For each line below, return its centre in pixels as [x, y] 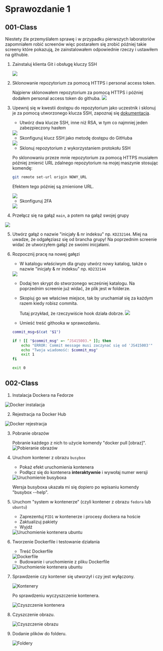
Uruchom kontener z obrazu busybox [49, 457]
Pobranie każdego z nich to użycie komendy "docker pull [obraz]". [79, 443]
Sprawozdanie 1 [38, 9]
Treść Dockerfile [36, 551]
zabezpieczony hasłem [43, 128]
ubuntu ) [20, 507]
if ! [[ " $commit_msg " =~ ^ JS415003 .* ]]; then [62, 341]
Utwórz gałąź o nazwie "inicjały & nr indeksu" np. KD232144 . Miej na [80, 234]
